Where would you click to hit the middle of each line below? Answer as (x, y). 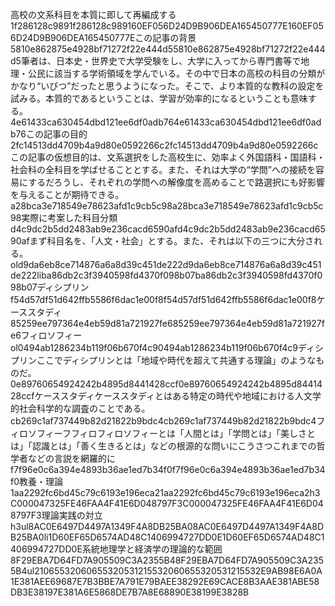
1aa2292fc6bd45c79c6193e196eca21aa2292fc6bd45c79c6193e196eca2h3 (165, 492)
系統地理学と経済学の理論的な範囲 (152, 549)
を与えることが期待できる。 (67, 194)
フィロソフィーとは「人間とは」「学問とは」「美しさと (206, 433)
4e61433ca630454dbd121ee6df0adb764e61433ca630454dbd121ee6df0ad (166, 122)
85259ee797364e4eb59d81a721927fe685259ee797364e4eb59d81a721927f (167, 323)
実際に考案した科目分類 (69, 217)
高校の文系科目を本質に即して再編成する (93, 14)
